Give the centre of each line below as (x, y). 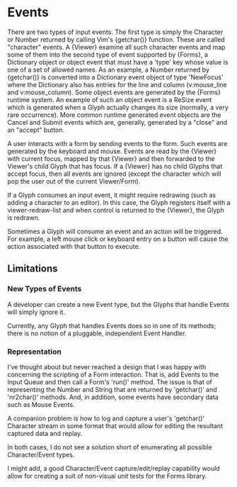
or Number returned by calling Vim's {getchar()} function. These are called (116, 39)
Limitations (33, 269)
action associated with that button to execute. (74, 246)
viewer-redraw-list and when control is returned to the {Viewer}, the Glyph (116, 210)
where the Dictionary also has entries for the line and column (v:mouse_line (117, 84)
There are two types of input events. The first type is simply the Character (115, 32)
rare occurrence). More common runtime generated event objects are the (114, 115)
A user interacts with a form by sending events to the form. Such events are (117, 143)
